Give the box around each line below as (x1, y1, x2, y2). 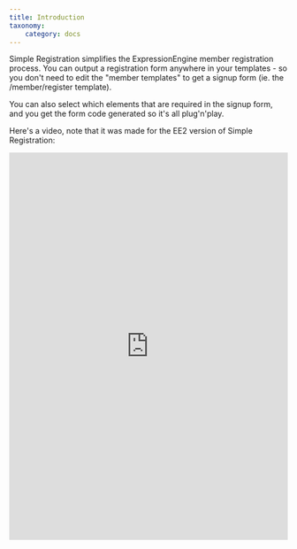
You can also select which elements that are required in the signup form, (9, 99, 273, 110)
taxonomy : (9, 21, 46, 30)
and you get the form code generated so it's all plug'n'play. (9, 108, 225, 120)
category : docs (25, 29, 81, 38)
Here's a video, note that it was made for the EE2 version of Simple (9, 126, 254, 136)
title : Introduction (9, 12, 86, 22)
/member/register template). (9, 81, 112, 93)
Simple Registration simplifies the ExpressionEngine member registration (9, 54, 274, 65)
